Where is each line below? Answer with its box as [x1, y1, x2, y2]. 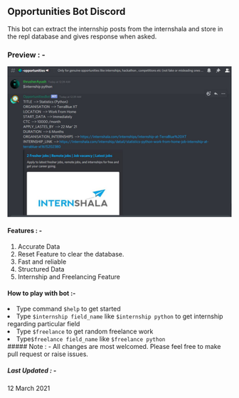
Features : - [7, 227, 43, 235]
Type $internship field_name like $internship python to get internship [16, 312, 223, 321]
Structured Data [17, 264, 65, 273]
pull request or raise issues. [7, 350, 89, 358]
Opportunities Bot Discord [7, 6, 126, 18]
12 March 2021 [7, 384, 51, 393]
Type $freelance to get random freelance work [16, 327, 154, 336]
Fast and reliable [17, 257, 67, 266]
